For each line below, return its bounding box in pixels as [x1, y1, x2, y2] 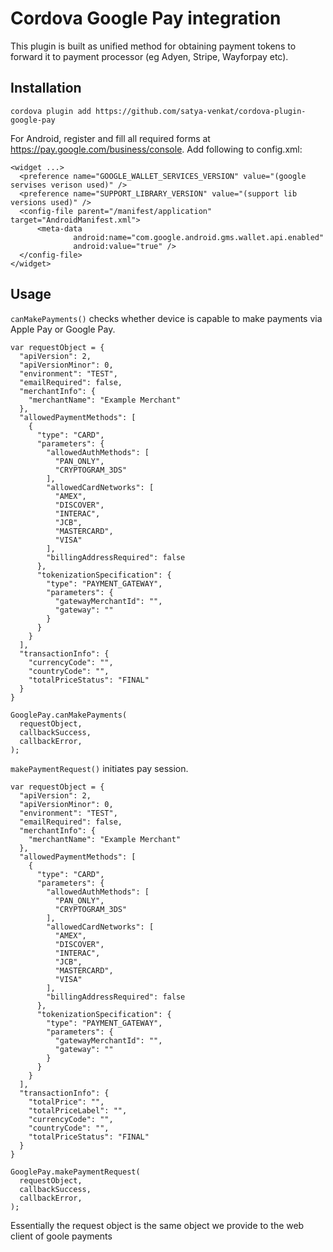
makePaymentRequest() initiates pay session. [10, 762, 189, 774]
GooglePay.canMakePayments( [10, 710, 128, 720]
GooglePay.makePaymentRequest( [10, 1167, 141, 1177]
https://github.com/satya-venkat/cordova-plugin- [95, 106, 307, 116]
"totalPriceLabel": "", [28, 1105, 128, 1116]
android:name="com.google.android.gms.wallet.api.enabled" [73, 232, 325, 242]
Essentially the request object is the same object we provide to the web [10, 1219, 305, 1231]
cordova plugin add [10, 106, 92, 116]
